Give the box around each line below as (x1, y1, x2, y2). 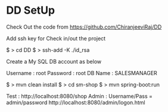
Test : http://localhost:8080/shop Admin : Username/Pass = (6, 92, 153, 99)
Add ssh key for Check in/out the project (6, 35, 106, 42)
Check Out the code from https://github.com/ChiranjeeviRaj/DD (6, 23, 162, 30)
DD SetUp (6, 4, 55, 17)
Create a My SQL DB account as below (6, 58, 102, 65)
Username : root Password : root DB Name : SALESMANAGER (6, 69, 158, 76)
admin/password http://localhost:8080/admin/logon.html (6, 99, 145, 106)
